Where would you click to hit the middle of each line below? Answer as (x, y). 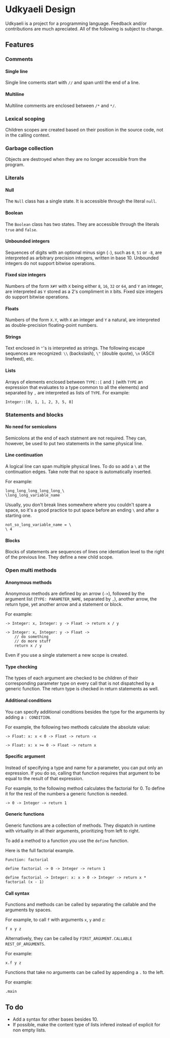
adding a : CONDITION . (28, 717)
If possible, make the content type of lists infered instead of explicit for (87, 1025)
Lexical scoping (25, 119)
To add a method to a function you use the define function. (67, 841)
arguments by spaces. (28, 910)
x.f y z (13, 963)
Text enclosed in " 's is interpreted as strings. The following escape (75, 348)
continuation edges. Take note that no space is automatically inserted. (79, 472)
